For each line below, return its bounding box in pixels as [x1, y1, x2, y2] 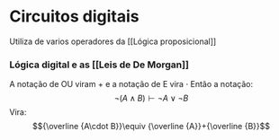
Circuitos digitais [9, 6, 139, 27]
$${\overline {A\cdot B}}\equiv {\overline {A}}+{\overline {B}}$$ [32, 121, 270, 132]
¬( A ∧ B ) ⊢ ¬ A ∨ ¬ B [113, 92, 189, 104]
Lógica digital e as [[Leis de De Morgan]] [9, 58, 189, 71]
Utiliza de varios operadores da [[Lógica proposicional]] [9, 36, 217, 47]
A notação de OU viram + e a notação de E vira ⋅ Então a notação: [9, 79, 254, 90]
